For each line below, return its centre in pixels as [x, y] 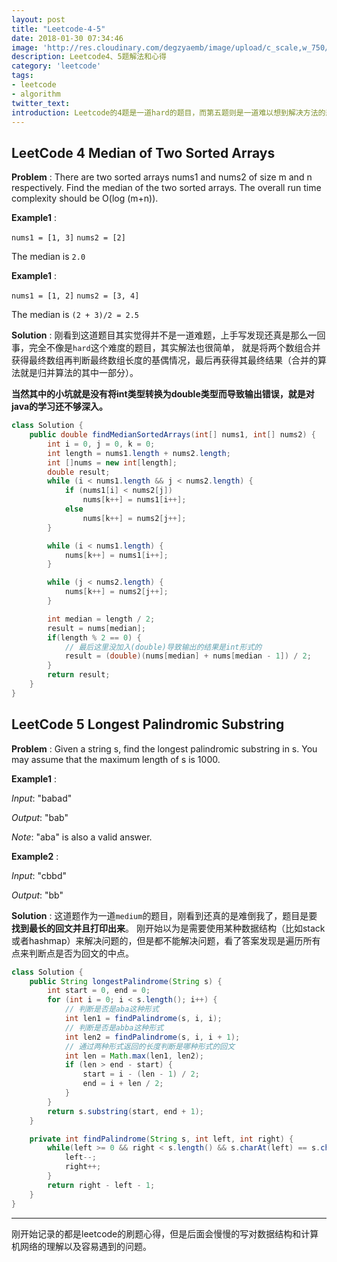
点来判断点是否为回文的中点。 [72, 953]
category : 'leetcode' [56, 66]
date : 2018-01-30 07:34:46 [67, 38]
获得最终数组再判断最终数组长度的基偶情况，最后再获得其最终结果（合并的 [164, 360]
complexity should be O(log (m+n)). [85, 198]
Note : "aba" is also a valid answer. [82, 837]
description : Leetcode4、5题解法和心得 [89, 57]
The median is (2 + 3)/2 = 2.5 [75, 315]
